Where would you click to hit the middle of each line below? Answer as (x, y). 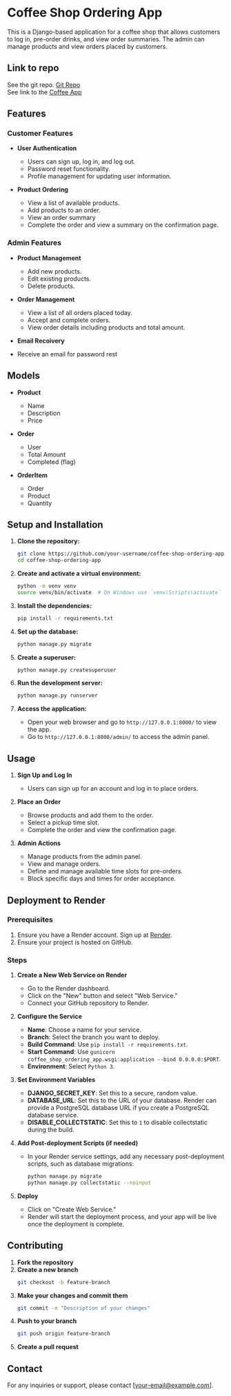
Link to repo (33, 68)
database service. (53, 1115)
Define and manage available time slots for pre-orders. (105, 871)
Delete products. (51, 286)
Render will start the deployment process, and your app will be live (122, 1216)
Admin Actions (39, 843)
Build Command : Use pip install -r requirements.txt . (108, 1044)
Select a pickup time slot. (63, 822)
